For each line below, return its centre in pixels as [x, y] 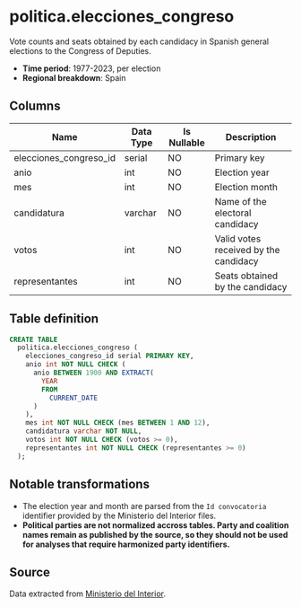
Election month [246, 187]
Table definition [54, 319]
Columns [35, 106]
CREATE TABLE [34, 339]
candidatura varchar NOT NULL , [84, 431]
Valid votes [238, 238]
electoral [233, 213]
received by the [247, 250]
